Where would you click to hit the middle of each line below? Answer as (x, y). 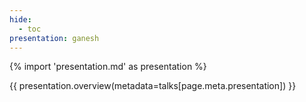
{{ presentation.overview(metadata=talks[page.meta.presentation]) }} (153, 86)
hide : (20, 19)
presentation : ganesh (54, 38)
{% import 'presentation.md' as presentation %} (108, 67)
